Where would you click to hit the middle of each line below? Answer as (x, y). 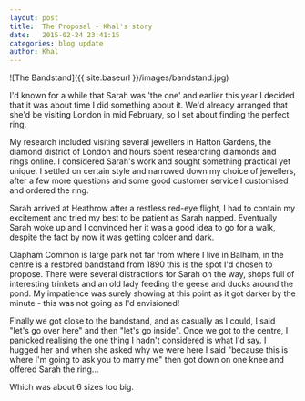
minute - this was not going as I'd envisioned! (95, 303)
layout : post (34, 18)
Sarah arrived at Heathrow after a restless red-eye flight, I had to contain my (152, 208)
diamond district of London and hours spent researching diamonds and (143, 152)
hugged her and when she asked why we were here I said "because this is (149, 350)
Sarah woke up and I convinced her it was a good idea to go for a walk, (142, 228)
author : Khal (34, 52)
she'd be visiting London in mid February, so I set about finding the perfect (149, 115)
